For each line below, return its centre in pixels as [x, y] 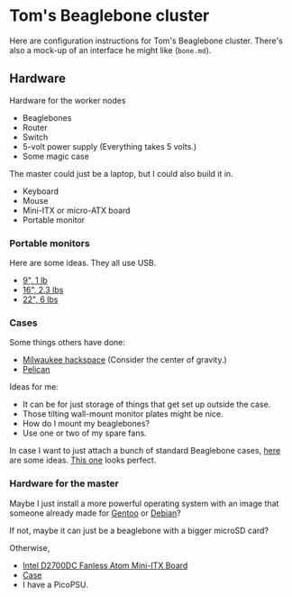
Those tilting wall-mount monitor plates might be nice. [123, 414]
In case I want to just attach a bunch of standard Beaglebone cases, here [145, 451]
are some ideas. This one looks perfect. [83, 460]
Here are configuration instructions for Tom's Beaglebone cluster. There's [146, 41]
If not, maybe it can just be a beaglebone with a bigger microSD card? [139, 530]
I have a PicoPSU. [55, 584]
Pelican [36, 370]
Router [35, 127]
